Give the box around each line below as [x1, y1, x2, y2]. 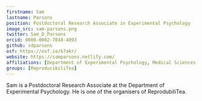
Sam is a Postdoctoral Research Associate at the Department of [6, 82, 165, 89]
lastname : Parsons [6, 15, 53, 21]
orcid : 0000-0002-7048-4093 [6, 37, 77, 43]
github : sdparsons [6, 43, 53, 49]
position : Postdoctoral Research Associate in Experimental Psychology [6, 20, 191, 26]
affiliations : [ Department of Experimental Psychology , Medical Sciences [6, 59, 197, 65]
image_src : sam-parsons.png [6, 25, 77, 32]
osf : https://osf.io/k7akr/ [6, 48, 77, 54]
